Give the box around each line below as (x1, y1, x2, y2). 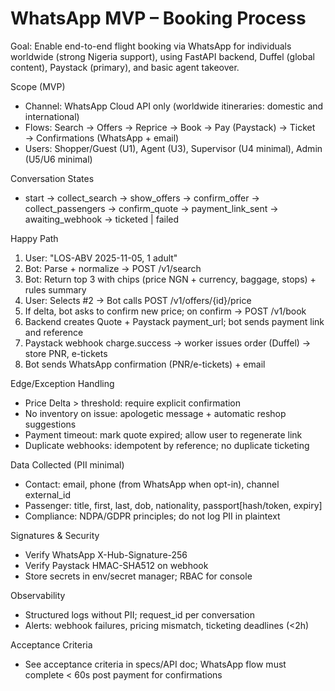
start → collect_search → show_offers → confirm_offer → (24, 192, 260, 204)
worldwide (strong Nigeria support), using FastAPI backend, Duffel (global (10, 50, 315, 62)
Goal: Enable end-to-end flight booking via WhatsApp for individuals (10, 40, 292, 52)
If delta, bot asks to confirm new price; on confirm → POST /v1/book (24, 305, 307, 317)
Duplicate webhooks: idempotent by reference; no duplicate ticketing (24, 439, 310, 451)
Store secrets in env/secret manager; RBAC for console (24, 570, 253, 582)
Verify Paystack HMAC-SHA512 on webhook (24, 559, 209, 571)
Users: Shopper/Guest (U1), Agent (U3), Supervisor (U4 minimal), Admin (24, 142, 323, 154)
